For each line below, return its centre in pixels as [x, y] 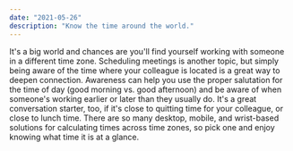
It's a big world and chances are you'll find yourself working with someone [147, 51]
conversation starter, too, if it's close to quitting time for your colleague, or [146, 108]
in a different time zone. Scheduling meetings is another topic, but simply [144, 61]
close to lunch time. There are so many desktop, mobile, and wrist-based [144, 118]
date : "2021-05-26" [46, 17]
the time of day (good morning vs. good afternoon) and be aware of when [146, 89]
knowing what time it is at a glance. [74, 137]
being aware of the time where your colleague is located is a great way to [145, 70]
